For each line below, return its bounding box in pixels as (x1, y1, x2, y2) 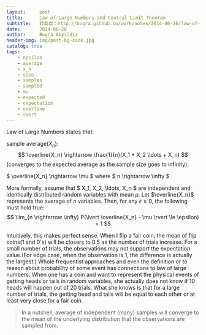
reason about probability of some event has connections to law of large (6, 265, 187, 272)
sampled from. (21, 322, 58, 329)
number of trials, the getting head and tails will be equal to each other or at (6, 290, 195, 298)
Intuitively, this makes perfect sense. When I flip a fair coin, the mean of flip (6, 232, 197, 239)
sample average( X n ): (6, 140, 59, 149)
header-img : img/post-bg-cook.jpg (6, 37, 95, 43)
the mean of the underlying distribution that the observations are (21, 315, 185, 323)
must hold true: (6, 204, 45, 211)
